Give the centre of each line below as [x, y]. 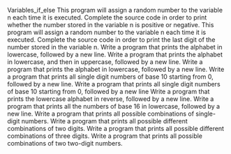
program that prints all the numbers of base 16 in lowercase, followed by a [114, 106]
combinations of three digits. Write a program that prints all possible [105, 136]
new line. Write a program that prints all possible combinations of [100, 114]
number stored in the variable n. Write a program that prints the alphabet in [115, 47]
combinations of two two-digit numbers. [65, 143]
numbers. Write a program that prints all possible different [105, 121]
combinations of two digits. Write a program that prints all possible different [116, 129]
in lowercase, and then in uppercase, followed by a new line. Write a [105, 62]
